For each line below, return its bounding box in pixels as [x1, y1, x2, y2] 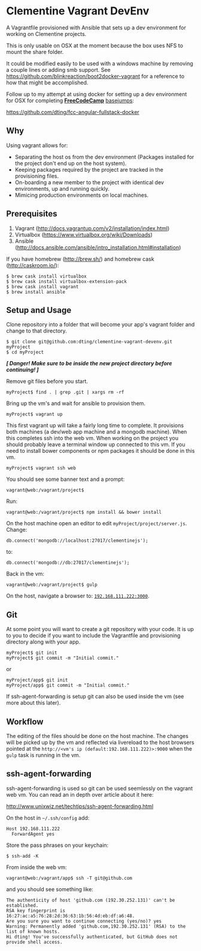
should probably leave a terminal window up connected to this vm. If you [6, 441, 185, 448]
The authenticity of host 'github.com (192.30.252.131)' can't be [6, 897, 175, 903]
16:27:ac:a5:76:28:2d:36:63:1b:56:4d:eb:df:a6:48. [6, 913, 135, 919]
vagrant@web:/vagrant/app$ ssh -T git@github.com [6, 875, 133, 881]
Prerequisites [6, 209, 57, 219]
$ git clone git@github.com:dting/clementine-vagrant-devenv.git [6, 339, 172, 345]
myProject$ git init [6, 650, 58, 656]
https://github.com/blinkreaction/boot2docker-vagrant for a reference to [6, 72, 185, 80]
